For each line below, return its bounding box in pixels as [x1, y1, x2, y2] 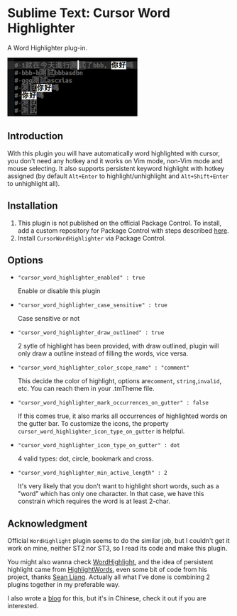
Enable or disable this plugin [17, 287, 101, 295]
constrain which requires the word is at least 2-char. [17, 497, 170, 505]
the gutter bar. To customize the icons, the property [17, 419, 169, 428]
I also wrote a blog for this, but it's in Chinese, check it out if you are [7, 594, 207, 603]
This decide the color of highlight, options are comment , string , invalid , [17, 377, 222, 385]
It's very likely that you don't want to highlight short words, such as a [17, 482, 220, 490]
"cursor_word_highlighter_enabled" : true [17, 275, 145, 282]
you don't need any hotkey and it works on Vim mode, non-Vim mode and [7, 156, 224, 165]
